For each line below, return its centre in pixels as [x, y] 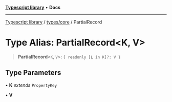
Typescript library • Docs [33, 7]
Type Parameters [33, 73]
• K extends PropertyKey [31, 85]
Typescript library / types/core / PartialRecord [54, 22]
